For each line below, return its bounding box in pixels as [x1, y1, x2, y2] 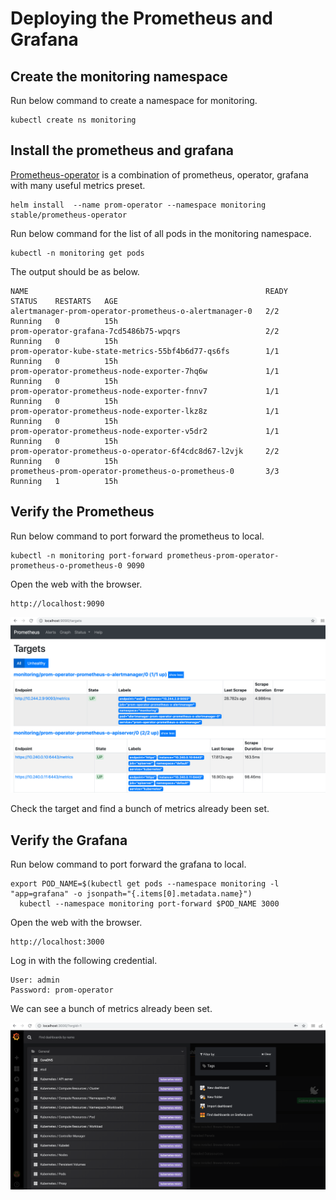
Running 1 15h [10, 476, 118, 486]
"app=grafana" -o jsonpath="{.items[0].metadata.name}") [10, 888, 253, 899]
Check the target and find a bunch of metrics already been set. [10, 803, 270, 815]
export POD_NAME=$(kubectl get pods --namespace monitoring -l [10, 878, 280, 889]
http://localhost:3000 [10, 937, 105, 947]
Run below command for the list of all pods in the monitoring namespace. [10, 227, 312, 239]
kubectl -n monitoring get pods [10, 248, 145, 258]
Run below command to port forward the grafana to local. [10, 858, 247, 870]
